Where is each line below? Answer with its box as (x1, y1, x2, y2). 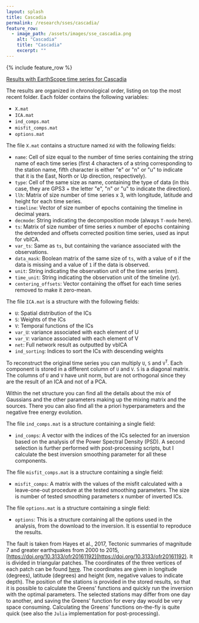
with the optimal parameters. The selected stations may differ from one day (6, 591, 191, 598)
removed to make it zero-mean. (14, 286, 92, 293)
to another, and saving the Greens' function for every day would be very (6, 597, 183, 605)
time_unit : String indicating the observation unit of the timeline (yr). (14, 274, 181, 281)
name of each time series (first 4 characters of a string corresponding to (14, 159, 192, 167)
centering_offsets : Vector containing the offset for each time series (14, 280, 182, 287)
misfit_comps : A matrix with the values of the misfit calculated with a (14, 481, 182, 488)
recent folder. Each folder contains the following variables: (6, 93, 149, 100)
